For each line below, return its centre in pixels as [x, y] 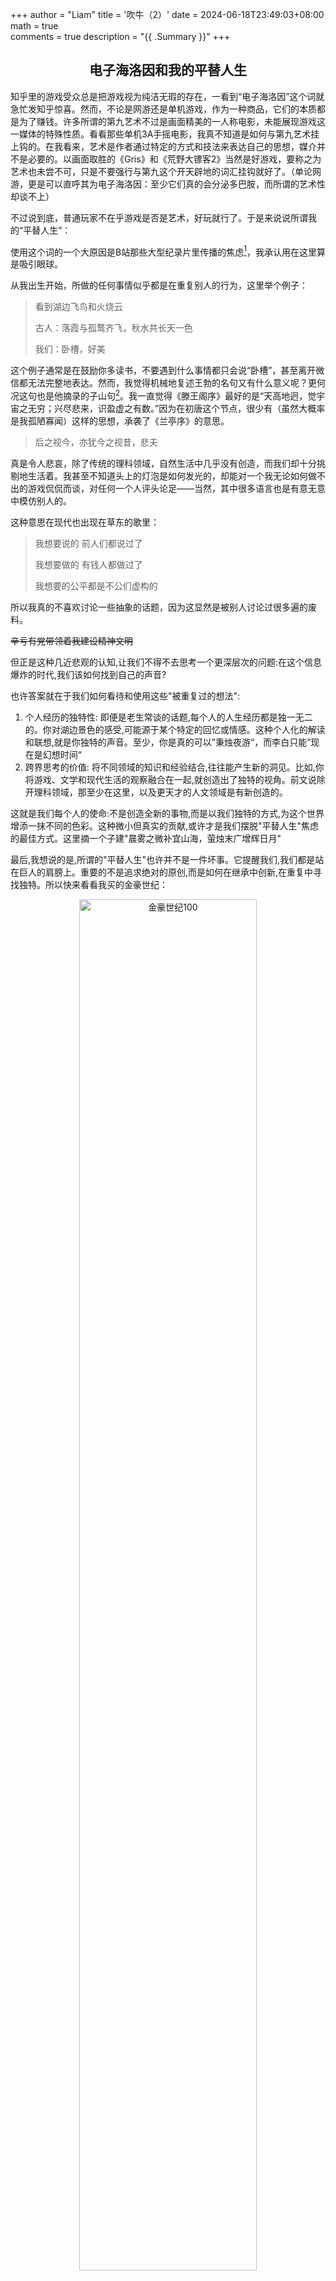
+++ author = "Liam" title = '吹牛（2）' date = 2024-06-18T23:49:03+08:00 [167, 14]
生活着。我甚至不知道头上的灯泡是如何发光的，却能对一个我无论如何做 [172, 476]
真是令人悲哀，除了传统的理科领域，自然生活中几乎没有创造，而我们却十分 [163, 464]
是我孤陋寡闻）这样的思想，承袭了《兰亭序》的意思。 [120, 421]
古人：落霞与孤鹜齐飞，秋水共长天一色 [113, 328]
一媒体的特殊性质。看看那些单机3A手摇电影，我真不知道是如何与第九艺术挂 [165, 134]
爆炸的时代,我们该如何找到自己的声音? [88, 675]
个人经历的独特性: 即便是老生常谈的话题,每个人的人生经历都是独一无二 [168, 717]
